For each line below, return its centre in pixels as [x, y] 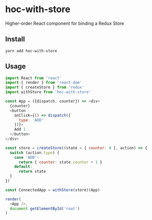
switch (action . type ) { [34, 153]
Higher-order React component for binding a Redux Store [65, 23]
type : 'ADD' [31, 120]
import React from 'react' [33, 78]
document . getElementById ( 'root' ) [45, 208]
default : [23, 167]
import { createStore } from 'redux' [45, 87]
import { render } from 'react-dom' [44, 83]
